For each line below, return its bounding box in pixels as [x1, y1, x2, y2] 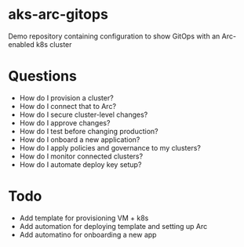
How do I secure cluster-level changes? [19, 110, 148, 119]
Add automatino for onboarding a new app [19, 230, 157, 239]
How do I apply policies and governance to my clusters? [19, 143, 202, 152]
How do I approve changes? [19, 118, 111, 127]
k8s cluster [35, 39, 72, 49]
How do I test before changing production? [19, 126, 158, 136]
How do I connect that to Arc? [19, 101, 116, 111]
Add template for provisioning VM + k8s [19, 213, 149, 223]
